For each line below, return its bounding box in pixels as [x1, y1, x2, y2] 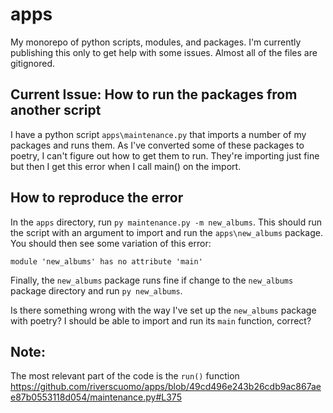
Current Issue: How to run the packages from [10, 86, 298, 103]
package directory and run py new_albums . [10, 284, 183, 297]
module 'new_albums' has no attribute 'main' [10, 256, 203, 267]
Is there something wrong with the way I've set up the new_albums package [10, 304, 317, 316]
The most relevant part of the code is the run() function [10, 370, 240, 382]
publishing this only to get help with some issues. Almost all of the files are [10, 46, 318, 58]
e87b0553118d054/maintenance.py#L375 [10, 391, 182, 403]
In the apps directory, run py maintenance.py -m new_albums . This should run [10, 216, 322, 228]
